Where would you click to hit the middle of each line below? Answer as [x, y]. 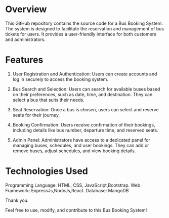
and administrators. [26, 39]
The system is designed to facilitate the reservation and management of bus [85, 28]
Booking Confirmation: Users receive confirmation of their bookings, [84, 124]
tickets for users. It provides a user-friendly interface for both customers [81, 34]
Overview [26, 9]
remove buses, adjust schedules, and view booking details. [74, 151]
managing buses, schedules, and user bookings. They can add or [81, 145]
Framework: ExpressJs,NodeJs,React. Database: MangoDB [67, 190]
